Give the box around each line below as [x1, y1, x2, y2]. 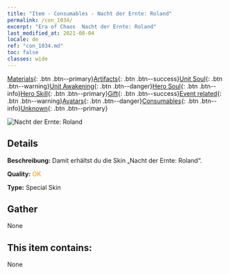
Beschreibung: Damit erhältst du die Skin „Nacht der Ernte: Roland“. [7, 156, 203, 164]
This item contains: [7, 241, 92, 254]
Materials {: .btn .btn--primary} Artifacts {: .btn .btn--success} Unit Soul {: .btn [7, 74, 223, 83]
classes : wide [7, 56, 49, 63]
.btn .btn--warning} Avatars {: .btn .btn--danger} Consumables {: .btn [7, 97, 199, 105]
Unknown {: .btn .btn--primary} [20, 104, 108, 112]
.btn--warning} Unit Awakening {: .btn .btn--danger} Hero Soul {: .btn [7, 81, 198, 90]
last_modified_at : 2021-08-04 [7, 29, 95, 37]
